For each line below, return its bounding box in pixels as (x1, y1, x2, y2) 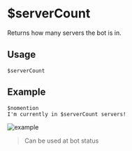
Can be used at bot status (24, 136, 99, 145)
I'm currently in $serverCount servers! (7, 111, 127, 118)
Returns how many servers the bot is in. (7, 29, 122, 37)
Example (7, 86, 46, 98)
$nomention (7, 104, 39, 111)
